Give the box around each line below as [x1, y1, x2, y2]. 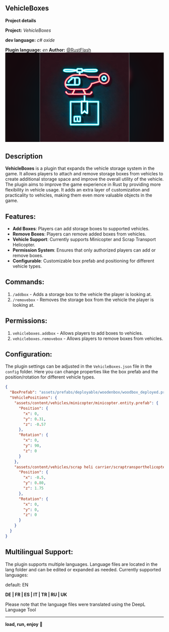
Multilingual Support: [5, 548, 73, 556]
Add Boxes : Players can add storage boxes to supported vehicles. [12, 225, 150, 231]
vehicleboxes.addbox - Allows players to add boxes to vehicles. [12, 330, 143, 336]
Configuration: [5, 350, 52, 358]
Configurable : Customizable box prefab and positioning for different [12, 258, 154, 264]
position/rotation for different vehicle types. [5, 374, 96, 380]
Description [5, 152, 43, 161]
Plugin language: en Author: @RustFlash [5, 46, 92, 53]
